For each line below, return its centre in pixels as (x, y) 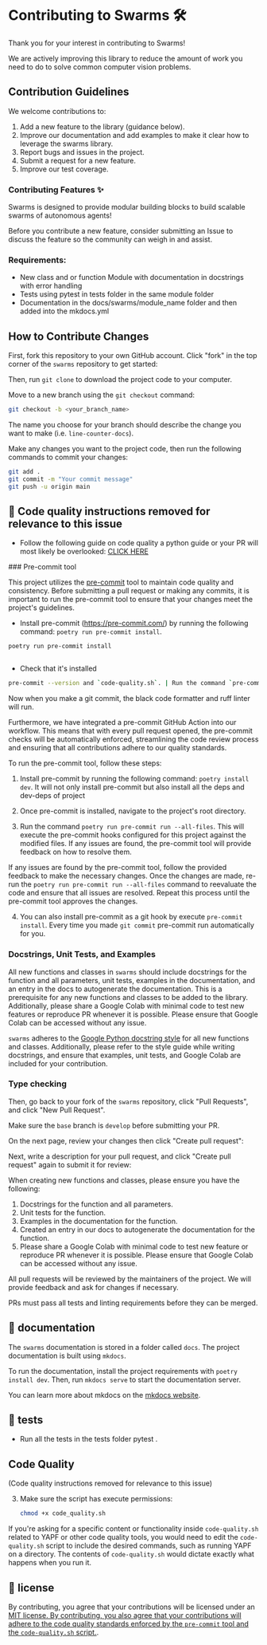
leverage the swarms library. (66, 144)
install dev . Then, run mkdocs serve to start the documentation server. (124, 1379)
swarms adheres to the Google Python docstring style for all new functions (129, 1038)
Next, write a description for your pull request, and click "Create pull (120, 1156)
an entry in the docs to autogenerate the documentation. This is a (115, 989)
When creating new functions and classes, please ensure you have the (124, 1180)
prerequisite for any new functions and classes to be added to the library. (128, 997)
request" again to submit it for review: (70, 1164)
